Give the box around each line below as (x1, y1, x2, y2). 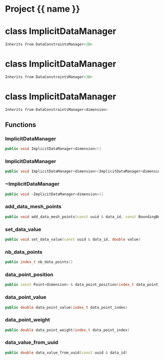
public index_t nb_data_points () (5, 260, 73, 265)
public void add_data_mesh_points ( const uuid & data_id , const (5, 214, 137, 219)
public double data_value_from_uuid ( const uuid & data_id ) (5, 350, 128, 355)
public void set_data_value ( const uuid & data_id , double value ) (5, 237, 141, 242)
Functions (5, 121, 37, 129)
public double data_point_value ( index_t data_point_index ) (5, 305, 128, 310)
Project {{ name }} (5, 3, 81, 15)
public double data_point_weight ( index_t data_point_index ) (5, 327, 130, 333)
